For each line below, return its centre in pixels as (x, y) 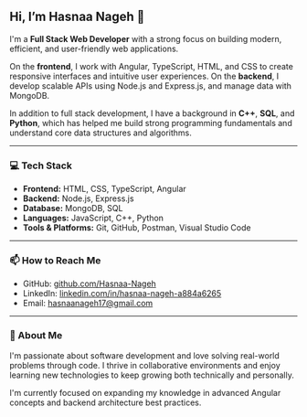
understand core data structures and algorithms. (101, 133)
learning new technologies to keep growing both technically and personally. (152, 375)
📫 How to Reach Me (55, 261)
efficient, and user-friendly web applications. (94, 48)
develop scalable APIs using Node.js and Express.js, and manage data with (151, 86)
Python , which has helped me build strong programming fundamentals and (151, 123)
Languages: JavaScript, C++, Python (93, 218)
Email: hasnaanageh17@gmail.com (88, 304)
